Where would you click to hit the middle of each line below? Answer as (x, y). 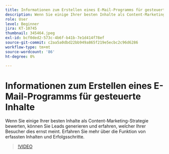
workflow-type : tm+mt (28, 47)
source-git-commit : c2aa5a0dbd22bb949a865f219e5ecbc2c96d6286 (72, 43)
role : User (17, 19)
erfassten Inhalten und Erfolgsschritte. (45, 137)
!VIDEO (25, 146)
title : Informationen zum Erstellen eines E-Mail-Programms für (74, 10)
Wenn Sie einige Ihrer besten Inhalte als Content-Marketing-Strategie (77, 121)
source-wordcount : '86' (30, 52)
